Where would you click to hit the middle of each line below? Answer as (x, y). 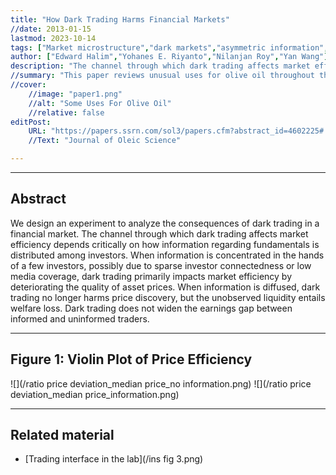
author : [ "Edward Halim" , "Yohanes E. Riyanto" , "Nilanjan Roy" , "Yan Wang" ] (169, 57)
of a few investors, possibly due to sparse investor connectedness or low (161, 265)
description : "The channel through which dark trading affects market (160, 66)
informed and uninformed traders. (80, 318)
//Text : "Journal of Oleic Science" (105, 141)
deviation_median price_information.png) (95, 394)
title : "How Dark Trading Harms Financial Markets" (120, 19)
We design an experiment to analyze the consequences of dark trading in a (165, 223)
